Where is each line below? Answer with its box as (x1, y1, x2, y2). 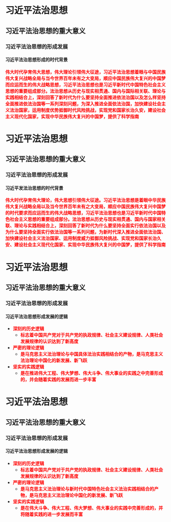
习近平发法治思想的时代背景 (5, 185, 64, 191)
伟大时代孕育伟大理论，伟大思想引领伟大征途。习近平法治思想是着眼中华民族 (5, 197, 166, 204)
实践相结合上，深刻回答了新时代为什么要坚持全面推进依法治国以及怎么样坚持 (5, 94, 166, 100)
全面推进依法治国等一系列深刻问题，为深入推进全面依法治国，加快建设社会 (5, 100, 161, 107)
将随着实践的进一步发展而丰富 (20, 511, 83, 517)
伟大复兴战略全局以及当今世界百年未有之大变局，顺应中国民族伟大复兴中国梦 (5, 204, 166, 210)
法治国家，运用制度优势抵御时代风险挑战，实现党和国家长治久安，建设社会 (9, 107, 166, 113)
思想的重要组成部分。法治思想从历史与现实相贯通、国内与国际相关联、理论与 (5, 88, 166, 94)
